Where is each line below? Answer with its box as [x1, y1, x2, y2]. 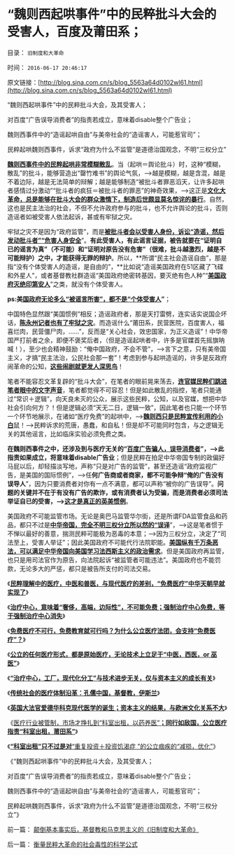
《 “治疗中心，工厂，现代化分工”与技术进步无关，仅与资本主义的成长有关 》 [7, 674, 215, 682]
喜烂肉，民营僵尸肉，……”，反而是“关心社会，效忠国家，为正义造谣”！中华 [7, 327, 222, 335]
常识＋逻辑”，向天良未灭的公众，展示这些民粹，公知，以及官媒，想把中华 [16, 394, 227, 403]
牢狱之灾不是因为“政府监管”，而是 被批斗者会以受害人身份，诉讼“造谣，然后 [7, 227, 225, 235]
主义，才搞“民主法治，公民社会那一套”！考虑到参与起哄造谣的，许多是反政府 [7, 353, 227, 361]
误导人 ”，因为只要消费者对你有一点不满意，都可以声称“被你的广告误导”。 [7, 479, 218, 487]
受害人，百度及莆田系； [7, 24, 143, 40]
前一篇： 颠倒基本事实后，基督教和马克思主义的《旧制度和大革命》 [7, 825, 199, 833]
